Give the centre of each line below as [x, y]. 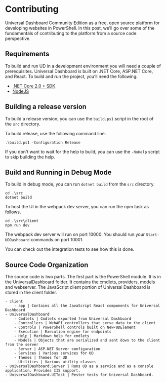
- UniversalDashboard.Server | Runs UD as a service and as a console [79, 366]
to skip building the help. [30, 157]
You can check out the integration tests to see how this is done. [70, 249]
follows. [13, 212]
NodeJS [21, 91]
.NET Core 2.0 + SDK [34, 86]
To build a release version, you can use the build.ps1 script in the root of [80, 118]
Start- [152, 235]
